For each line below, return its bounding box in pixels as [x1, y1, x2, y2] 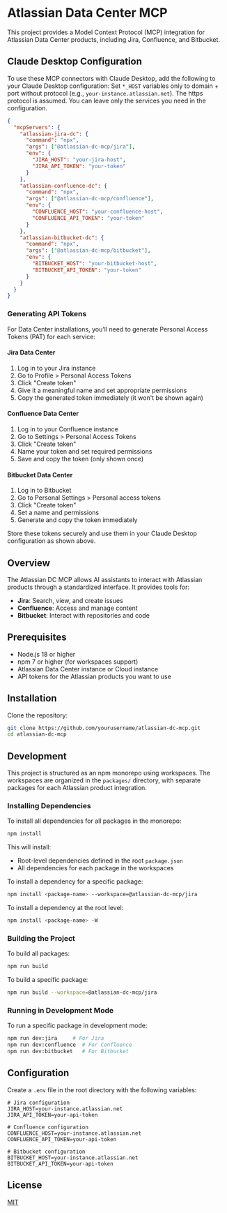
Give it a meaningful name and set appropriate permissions [17, 386, 187, 394]
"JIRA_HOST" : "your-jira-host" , [32, 156, 127, 163]
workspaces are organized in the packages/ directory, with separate [7, 776, 201, 784]
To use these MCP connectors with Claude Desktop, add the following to [7, 74, 216, 82]
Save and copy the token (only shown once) [17, 454, 144, 463]
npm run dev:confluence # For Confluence [7, 1041, 132, 1048]
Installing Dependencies [7, 801, 92, 811]
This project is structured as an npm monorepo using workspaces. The [7, 769, 211, 777]
